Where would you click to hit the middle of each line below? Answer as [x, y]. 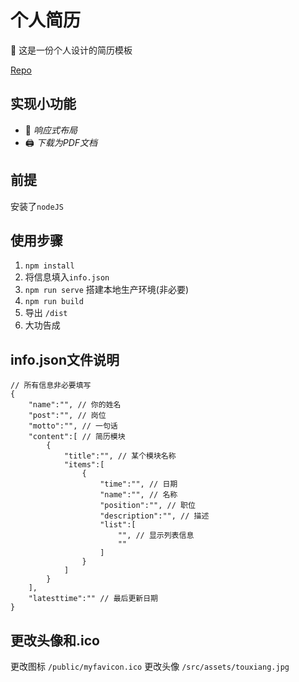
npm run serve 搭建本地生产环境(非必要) [107, 290]
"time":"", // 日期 [138, 484]
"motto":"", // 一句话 [73, 426]
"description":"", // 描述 [154, 516]
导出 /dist [46, 313]
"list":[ [118, 525]
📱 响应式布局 [51, 130]
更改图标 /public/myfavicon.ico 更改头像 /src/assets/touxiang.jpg [150, 666]
